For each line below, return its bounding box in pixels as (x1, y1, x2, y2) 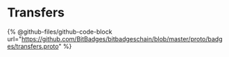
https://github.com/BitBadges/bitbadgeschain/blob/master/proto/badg (21, 34, 223, 43)
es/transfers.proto (7, 42, 59, 50)
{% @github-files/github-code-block (7, 27, 112, 36)
